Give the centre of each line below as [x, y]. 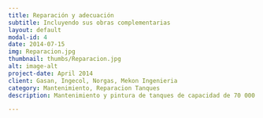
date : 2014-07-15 [37, 45]
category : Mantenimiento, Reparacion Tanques [84, 88]
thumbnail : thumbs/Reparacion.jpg [65, 59]
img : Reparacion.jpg [42, 52]
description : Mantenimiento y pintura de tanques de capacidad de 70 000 [132, 95]
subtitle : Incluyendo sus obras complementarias [89, 23]
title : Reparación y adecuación [61, 15]
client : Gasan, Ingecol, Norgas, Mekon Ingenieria [93, 80]
